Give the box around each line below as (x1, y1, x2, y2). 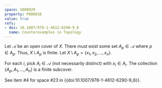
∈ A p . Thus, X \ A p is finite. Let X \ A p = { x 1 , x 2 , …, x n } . (4, 49, 112, 57)
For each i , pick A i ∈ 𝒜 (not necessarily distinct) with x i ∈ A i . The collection (4, 60, 158, 67)
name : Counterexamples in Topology (9, 30, 81, 35)
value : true (4, 16, 29, 21)
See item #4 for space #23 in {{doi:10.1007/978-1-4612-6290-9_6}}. (4, 77, 141, 83)
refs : (4, 21, 16, 26)
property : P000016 (4, 12, 42, 17)
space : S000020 (4, 7, 36, 12)
